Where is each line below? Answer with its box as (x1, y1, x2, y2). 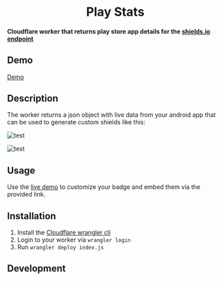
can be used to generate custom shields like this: (7, 118, 145, 126)
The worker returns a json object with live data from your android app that (7, 111, 216, 119)
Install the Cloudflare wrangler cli (16, 228, 111, 237)
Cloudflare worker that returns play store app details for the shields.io (7, 27, 211, 35)
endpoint (7, 34, 34, 43)
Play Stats (86, 4, 145, 20)
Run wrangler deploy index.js (16, 243, 104, 251)
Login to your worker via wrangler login (16, 236, 131, 244)
